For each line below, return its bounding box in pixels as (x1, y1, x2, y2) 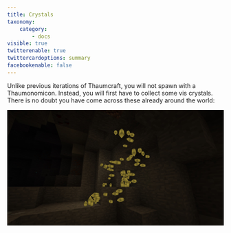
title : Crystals (7, 11, 54, 18)
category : (19, 25, 48, 32)
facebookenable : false (7, 62, 72, 69)
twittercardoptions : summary (7, 55, 91, 62)
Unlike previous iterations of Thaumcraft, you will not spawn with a (7, 81, 196, 89)
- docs (32, 33, 51, 40)
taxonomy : (7, 18, 36, 25)
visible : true (7, 40, 48, 47)
